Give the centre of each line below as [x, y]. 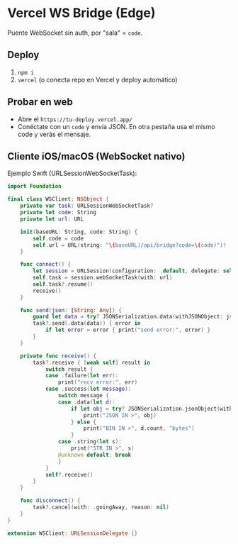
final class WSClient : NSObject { [58, 199]
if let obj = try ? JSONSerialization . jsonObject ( [145, 409]
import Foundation [34, 187]
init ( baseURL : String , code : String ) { [79, 232]
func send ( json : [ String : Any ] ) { [71, 310]
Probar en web [40, 102]
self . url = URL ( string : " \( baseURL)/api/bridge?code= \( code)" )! [130, 245]
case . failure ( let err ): [82, 376]
